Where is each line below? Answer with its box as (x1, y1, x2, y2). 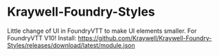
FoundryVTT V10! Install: (7, 33, 77, 42)
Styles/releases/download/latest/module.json (7, 41, 135, 49)
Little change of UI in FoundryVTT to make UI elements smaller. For (7, 27, 197, 35)
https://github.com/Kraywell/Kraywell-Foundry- (78, 33, 212, 42)
